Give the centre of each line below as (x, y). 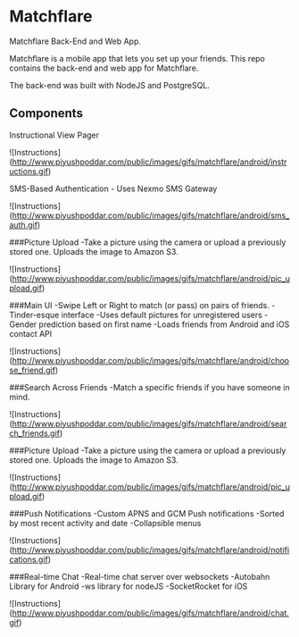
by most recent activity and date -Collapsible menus (105, 523)
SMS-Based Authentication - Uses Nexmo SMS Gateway (113, 189)
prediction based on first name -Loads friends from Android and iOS (164, 324)
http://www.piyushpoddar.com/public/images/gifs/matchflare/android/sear (149, 423)
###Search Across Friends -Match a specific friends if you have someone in (149, 387)
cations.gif (29, 559)
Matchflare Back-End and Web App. (75, 41)
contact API (31, 333)
